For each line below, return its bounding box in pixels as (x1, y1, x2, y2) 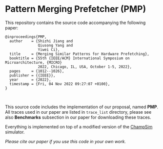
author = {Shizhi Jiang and (9, 38, 73, 44)
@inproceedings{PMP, (5, 34, 47, 39)
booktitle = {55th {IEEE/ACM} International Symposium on (9, 55, 130, 61)
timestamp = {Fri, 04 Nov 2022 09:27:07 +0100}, (9, 81, 110, 86)
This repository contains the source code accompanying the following (5, 20, 146, 25)
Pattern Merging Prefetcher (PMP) (5, 3, 146, 15)
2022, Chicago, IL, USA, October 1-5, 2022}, (38, 64, 132, 69)
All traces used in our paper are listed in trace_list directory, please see (5, 109, 152, 115)
